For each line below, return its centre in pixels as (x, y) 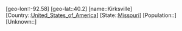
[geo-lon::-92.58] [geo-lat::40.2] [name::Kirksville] (69, 9)
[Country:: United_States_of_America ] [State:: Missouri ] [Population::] (91, 15)
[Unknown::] (21, 22)
